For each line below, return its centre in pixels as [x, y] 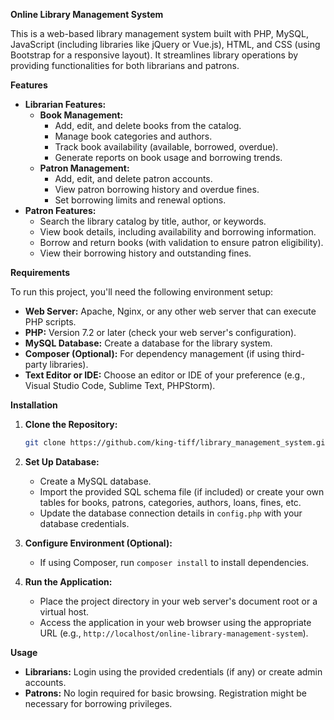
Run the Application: [68, 581]
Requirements [40, 272]
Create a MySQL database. [95, 481]
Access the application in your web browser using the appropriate [175, 622]
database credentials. [84, 523]
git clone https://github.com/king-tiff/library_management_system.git [177, 443]
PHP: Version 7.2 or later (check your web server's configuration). [160, 332]
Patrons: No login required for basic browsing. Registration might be [165, 693]
